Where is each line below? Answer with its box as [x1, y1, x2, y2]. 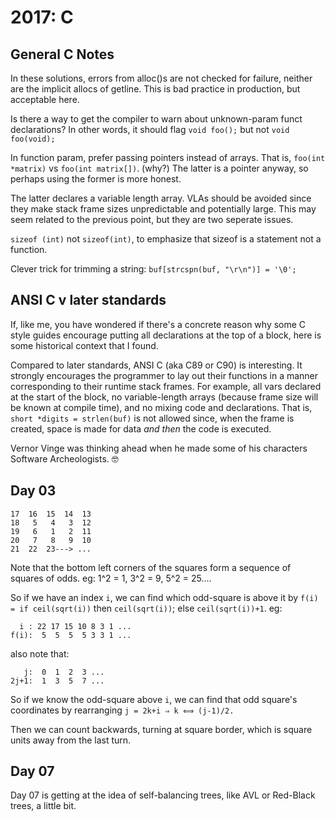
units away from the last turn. [10, 734, 132, 746]
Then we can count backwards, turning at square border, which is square [10, 723, 313, 735]
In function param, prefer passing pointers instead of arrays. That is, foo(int [10, 152, 326, 163]
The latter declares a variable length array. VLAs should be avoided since [10, 192, 312, 204]
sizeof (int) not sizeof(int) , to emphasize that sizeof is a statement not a [10, 233, 322, 245]
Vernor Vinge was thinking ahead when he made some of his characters [10, 442, 308, 454]
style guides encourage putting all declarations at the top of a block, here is [10, 329, 322, 341]
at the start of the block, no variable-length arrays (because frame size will [10, 391, 319, 403]
